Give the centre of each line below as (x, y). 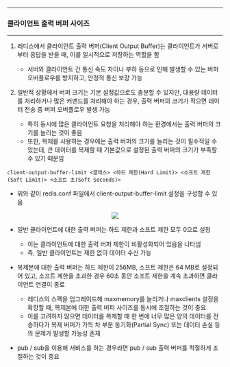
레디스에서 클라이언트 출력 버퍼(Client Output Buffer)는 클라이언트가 (108, 46)
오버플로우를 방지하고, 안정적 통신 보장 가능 (85, 78)
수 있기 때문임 (46, 158)
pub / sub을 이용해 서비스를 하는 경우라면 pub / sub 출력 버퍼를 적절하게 (114, 348)
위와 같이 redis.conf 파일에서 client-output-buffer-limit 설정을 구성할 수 (114, 193)
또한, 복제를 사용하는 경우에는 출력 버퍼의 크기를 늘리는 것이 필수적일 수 (122, 141)
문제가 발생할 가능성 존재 (67, 333)
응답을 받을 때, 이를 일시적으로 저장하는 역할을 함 (94, 55)
